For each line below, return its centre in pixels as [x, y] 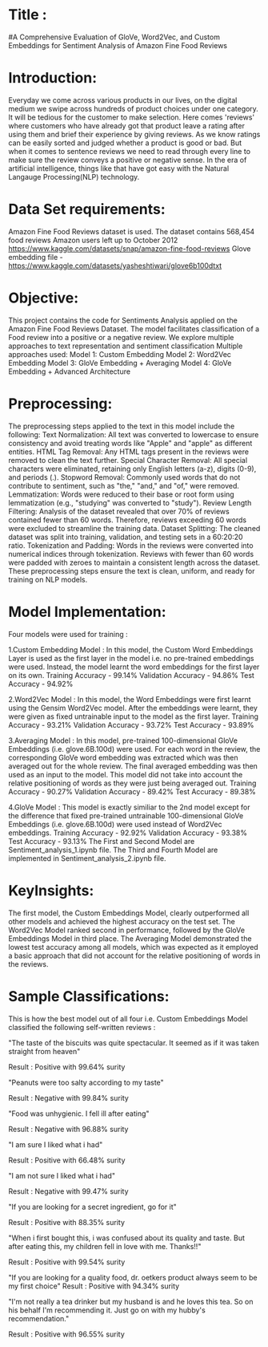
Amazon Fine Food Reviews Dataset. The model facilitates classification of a [134, 329]
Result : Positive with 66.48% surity [67, 1160]
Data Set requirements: [87, 209]
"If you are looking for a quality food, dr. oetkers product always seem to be [133, 1277]
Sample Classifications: [89, 996]
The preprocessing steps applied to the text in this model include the [122, 426]
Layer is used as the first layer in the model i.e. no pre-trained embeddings [131, 658]
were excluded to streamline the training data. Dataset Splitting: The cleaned [134, 528]
